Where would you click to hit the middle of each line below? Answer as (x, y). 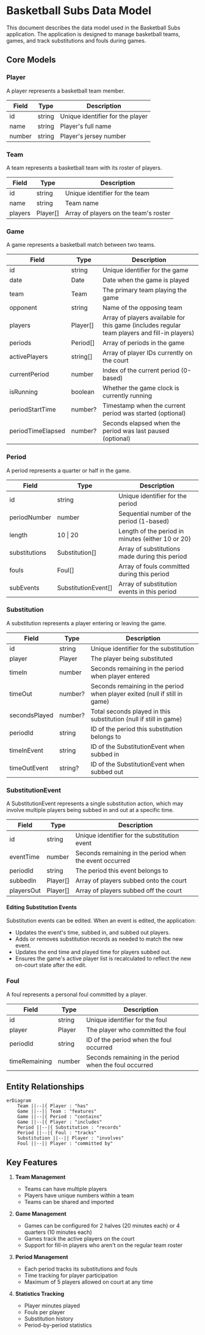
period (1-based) (144, 521)
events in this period (148, 592)
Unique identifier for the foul (127, 1020)
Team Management (40, 1177)
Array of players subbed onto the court (131, 881)
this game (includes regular (142, 325)
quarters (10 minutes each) (58, 1232)
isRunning (24, 392)
